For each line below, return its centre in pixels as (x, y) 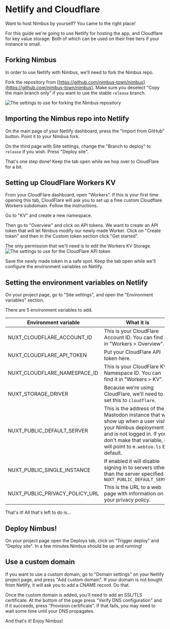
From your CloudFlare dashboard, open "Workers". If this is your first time (82, 195)
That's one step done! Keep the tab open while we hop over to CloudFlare (82, 161)
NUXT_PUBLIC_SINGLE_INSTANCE (49, 470)
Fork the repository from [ (32, 82)
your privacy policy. (127, 500)
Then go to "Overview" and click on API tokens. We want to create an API (82, 225)
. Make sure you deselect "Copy (126, 87)
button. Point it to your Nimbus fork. (42, 136)
